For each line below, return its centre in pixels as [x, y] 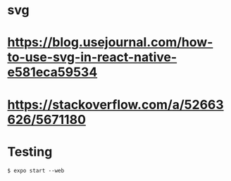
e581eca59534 [52, 72]
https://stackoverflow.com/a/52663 [115, 105]
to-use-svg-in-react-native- [92, 57]
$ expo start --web [36, 170]
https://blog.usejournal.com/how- [110, 43]
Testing [30, 152]
